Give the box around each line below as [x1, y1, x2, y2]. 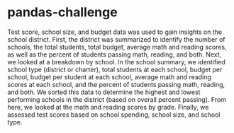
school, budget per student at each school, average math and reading [7, 72, 211, 81]
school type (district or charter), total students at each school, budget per [7, 65, 223, 74]
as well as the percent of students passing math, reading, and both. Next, [7, 50, 222, 59]
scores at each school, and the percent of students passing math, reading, [7, 80, 225, 88]
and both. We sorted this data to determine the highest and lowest [7, 88, 201, 96]
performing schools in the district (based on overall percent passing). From [7, 95, 227, 103]
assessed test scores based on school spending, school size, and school [7, 110, 221, 119]
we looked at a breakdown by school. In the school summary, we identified [7, 57, 225, 66]
